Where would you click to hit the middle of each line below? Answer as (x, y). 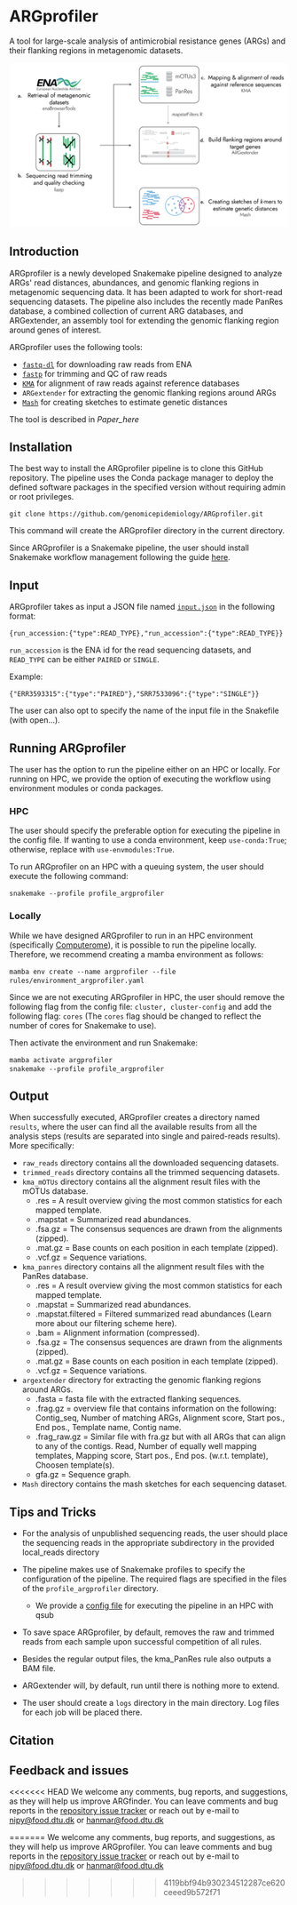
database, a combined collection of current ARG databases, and (126, 311)
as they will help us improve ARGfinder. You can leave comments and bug (144, 1801)
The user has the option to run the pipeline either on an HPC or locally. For (145, 769)
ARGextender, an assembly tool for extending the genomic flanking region (144, 320)
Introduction (44, 252)
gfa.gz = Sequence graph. (83, 1475)
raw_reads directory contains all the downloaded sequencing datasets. (150, 1163)
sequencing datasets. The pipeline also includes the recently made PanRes (146, 301)
